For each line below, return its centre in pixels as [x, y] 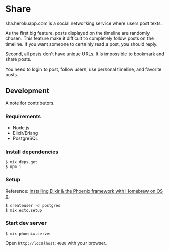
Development [27, 91]
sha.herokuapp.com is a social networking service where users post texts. [84, 23]
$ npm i [14, 167]
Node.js [21, 128]
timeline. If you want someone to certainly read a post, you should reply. [81, 44]
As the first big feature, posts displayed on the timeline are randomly [78, 33]
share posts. [18, 59]
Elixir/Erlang [25, 133]
